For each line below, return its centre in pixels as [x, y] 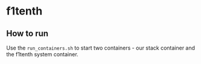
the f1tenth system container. [42, 54]
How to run [27, 34]
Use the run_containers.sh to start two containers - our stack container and [101, 48]
